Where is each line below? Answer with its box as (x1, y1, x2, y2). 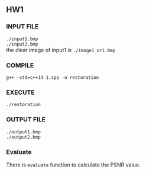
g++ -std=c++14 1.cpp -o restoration (6, 74, 99, 81)
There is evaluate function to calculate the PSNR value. (6, 161, 141, 168)
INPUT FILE (6, 23, 39, 31)
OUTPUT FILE (6, 116, 46, 124)
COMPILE (6, 61, 34, 69)
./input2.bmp (6, 41, 38, 47)
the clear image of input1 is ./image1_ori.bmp (6, 46, 116, 53)
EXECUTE (6, 88, 35, 97)
